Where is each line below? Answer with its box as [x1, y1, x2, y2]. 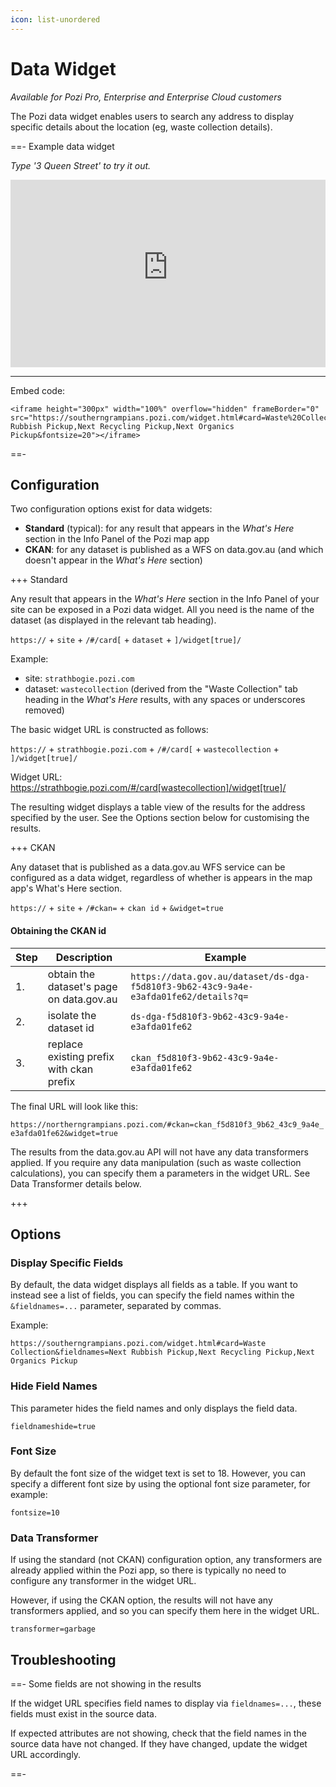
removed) [24, 704, 65, 716]
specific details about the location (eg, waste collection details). [10, 121, 273, 133]
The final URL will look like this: [10, 1100, 139, 1112]
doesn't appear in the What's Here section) [24, 554, 203, 566]
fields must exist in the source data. [10, 1707, 157, 1720]
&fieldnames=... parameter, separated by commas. [10, 1300, 222, 1312]
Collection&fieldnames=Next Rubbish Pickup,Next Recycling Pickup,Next [10, 1347, 315, 1358]
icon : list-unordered [10, 14, 101, 25]
